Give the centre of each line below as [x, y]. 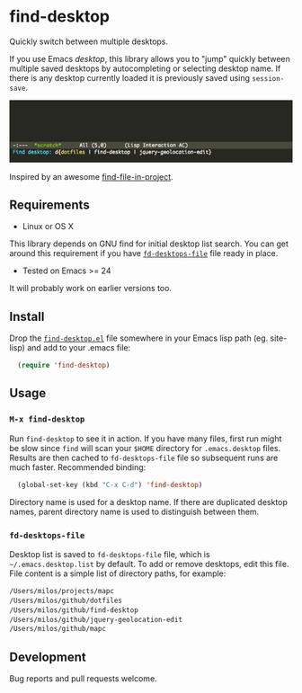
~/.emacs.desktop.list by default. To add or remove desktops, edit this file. [149, 564]
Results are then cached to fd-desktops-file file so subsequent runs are [144, 458]
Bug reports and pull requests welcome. [83, 679]
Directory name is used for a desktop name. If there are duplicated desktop [148, 502]
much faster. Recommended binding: [78, 467]
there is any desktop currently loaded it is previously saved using [129, 77]
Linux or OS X [48, 227]
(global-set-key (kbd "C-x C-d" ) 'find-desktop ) [110, 484]
